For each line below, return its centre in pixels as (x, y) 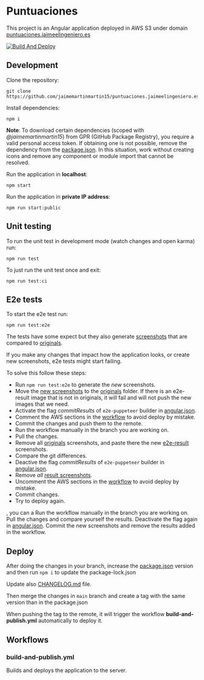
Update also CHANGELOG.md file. (49, 584)
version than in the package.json (47, 602)
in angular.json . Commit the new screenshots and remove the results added (101, 526)
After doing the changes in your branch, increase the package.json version (100, 566)
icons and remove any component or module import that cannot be (90, 156)
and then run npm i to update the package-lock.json (71, 572)
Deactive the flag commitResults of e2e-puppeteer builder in (90, 462)
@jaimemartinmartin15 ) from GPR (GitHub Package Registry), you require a (100, 136)
